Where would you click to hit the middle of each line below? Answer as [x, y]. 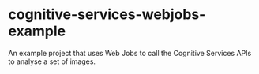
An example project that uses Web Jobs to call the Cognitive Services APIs [130, 53]
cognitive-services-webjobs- [107, 15]
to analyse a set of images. [52, 61]
